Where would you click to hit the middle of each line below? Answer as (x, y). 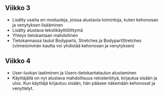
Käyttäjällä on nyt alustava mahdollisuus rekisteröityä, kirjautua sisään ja (85, 78)
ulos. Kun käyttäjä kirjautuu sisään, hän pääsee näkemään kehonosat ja (83, 83)
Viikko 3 (18, 8)
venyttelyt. (23, 88)
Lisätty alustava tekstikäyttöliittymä (47, 30)
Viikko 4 (18, 61)
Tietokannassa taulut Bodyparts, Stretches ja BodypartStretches (77, 40)
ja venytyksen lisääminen (38, 25)
